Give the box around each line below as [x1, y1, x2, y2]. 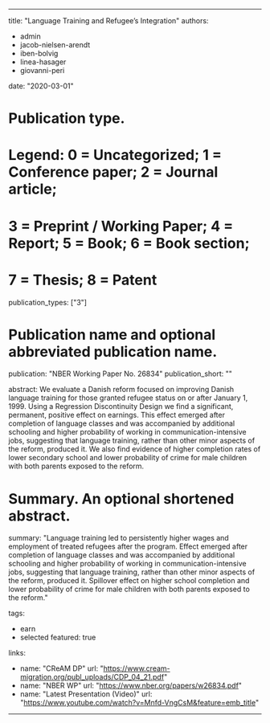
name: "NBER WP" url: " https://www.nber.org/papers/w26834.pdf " [19, 680, 243, 691]
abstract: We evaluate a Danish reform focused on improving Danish [8, 385, 235, 394]
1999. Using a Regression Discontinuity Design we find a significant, [8, 402, 234, 411]
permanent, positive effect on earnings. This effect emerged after [8, 411, 225, 420]
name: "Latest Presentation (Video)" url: [19, 689, 153, 699]
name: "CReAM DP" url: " [19, 664, 104, 673]
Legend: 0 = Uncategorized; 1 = [8, 146, 223, 165]
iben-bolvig [19, 49, 59, 58]
